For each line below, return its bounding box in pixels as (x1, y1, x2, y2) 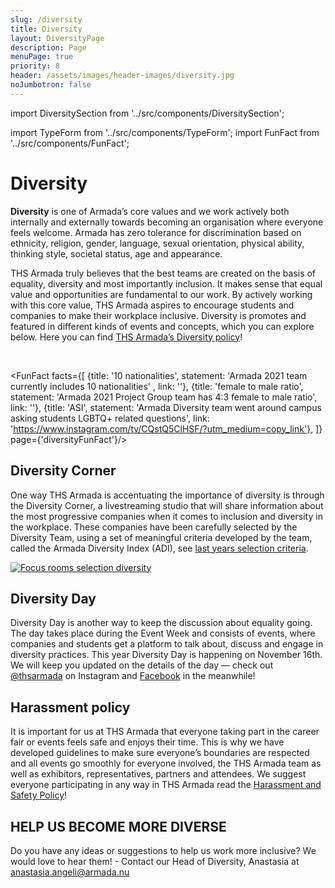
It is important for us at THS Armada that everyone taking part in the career (10, 726, 320, 738)
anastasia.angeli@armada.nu (10, 866, 130, 878)
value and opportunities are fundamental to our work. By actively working (10, 288, 313, 300)
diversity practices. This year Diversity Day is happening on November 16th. (10, 649, 323, 661)
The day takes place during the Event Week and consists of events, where (10, 627, 316, 640)
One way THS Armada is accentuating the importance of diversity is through (10, 489, 325, 501)
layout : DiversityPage (10, 33, 105, 43)
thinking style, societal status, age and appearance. (10, 247, 223, 260)
